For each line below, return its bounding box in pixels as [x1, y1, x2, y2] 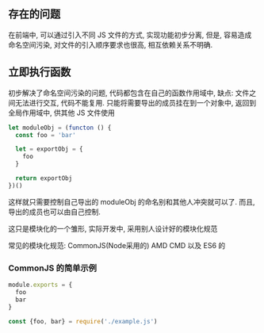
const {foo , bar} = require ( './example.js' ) [8, 317, 158, 325]
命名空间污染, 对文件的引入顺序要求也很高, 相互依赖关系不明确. [8, 40, 212, 49]
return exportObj [15, 174, 73, 182]
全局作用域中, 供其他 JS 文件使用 [8, 108, 115, 117]
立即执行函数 [8, 66, 71, 79]
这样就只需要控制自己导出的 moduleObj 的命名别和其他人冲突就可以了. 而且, [8, 197, 255, 206]
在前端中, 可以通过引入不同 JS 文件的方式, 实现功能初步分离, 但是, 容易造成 [8, 30, 252, 40]
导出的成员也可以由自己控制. [8, 207, 101, 216]
